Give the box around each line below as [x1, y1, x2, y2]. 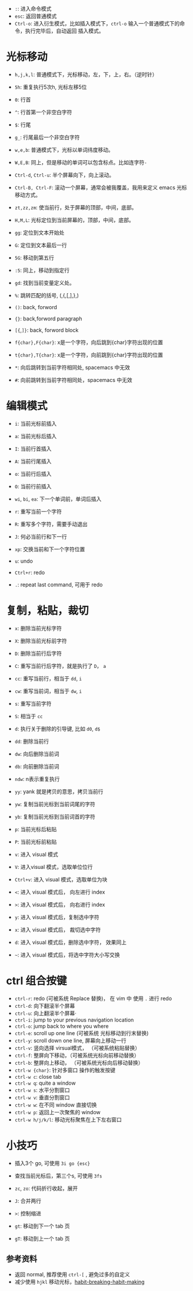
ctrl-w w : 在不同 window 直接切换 [14, 1101, 97, 1108]
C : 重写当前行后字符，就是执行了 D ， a [14, 662, 107, 669]
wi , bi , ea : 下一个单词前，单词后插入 [14, 495, 102, 502]
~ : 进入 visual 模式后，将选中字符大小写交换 [14, 951, 120, 958]
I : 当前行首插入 [14, 445, 52, 452]
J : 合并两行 [14, 1197, 41, 1204]
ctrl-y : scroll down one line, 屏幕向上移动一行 [14, 1037, 127, 1044]
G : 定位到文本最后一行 [14, 241, 67, 248]
